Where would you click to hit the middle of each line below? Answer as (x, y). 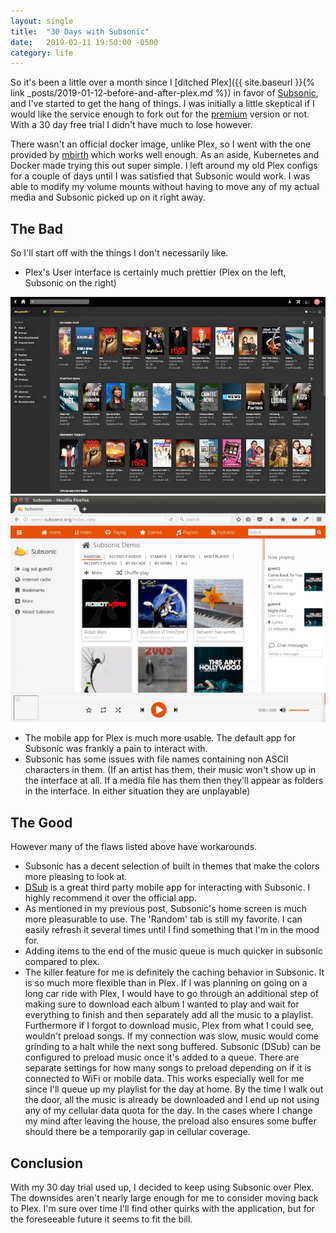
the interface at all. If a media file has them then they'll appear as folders (174, 781)
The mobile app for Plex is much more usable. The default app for (160, 738)
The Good (41, 822)
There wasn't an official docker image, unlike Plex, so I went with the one (161, 144)
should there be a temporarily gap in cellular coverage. (137, 1132)
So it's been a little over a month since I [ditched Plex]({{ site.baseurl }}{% (163, 82)
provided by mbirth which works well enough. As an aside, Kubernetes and (165, 155)
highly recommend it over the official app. (110, 898)
